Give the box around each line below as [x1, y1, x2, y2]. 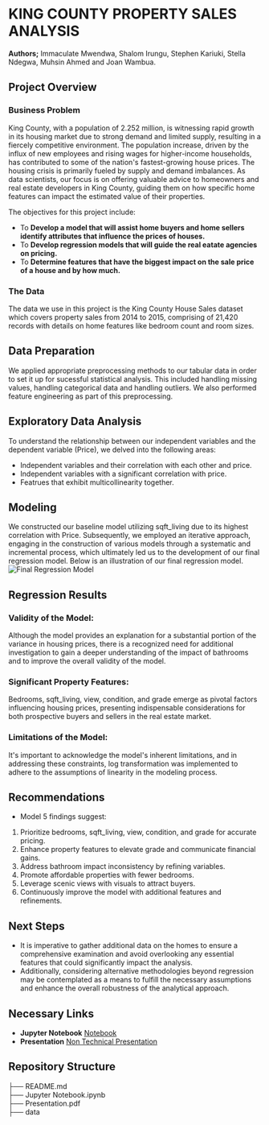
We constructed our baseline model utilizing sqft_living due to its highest [8, 522, 249, 531]
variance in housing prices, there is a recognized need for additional [8, 639, 234, 649]
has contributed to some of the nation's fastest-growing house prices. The [8, 157, 255, 167]
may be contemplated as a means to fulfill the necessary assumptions [19, 975, 251, 985]
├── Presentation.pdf [8, 1098, 81, 1108]
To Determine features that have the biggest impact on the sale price [19, 257, 255, 267]
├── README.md [8, 1081, 67, 1091]
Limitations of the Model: [8, 732, 108, 743]
